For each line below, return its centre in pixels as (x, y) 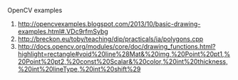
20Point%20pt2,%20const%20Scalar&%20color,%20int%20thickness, (123, 62)
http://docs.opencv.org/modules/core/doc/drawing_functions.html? (117, 46)
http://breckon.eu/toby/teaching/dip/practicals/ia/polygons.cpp (110, 39)
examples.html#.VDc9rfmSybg (63, 32)
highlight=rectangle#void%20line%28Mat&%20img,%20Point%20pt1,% (124, 54)
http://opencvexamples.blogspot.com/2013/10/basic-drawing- (109, 24)
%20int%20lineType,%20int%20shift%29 (79, 69)
